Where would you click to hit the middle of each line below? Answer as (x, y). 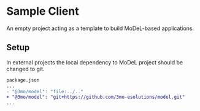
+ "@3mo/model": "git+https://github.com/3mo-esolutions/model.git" (96, 97)
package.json (23, 80)
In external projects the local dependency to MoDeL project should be (94, 62)
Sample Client (43, 11)
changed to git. (25, 69)
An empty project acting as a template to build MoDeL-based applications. (100, 28)
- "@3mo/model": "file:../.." (45, 91)
